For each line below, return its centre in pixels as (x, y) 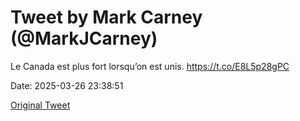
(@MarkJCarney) (84, 38)
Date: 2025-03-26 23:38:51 (67, 85)
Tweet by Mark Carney (106, 17)
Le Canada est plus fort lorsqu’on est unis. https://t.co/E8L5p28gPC (150, 66)
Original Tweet (40, 105)
